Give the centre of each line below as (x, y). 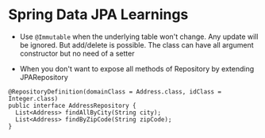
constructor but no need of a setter (77, 53)
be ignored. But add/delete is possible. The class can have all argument (136, 44)
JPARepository (44, 77)
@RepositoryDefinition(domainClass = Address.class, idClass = (115, 92)
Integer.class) (33, 98)
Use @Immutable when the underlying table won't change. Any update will (139, 36)
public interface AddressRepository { (72, 105)
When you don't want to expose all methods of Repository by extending (137, 68)
